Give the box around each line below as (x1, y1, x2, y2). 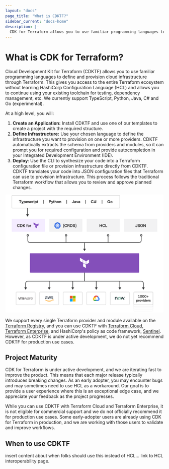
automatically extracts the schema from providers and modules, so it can (12, 142, 164, 148)
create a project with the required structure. (12, 126, 103, 132)
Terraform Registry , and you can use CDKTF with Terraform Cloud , (5, 323, 144, 329)
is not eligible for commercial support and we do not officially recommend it (5, 408, 162, 415)
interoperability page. (5, 458, 50, 464)
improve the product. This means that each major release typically (5, 372, 142, 378)
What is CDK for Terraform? (5, 52, 124, 63)
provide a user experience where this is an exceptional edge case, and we (5, 388, 159, 394)
